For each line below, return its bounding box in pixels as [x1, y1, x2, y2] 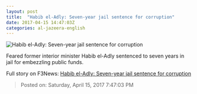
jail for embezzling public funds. [6, 59, 84, 66]
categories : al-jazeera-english [6, 25, 85, 31]
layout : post [6, 8, 38, 15]
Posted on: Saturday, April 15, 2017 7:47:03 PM [20, 82, 134, 89]
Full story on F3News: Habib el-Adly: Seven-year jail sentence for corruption [6, 70, 191, 77]
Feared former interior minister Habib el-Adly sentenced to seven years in [6, 52, 185, 59]
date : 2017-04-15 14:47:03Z [6, 19, 75, 25]
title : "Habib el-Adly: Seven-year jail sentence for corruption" [6, 14, 175, 20]
